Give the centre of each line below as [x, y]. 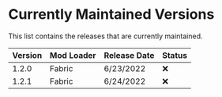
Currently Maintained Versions [111, 14]
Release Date [129, 55]
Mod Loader [73, 55]
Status [175, 55]
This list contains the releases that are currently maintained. [105, 36]
